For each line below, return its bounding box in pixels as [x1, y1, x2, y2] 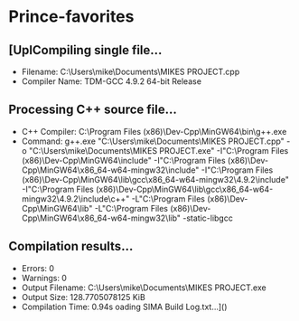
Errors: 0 [21, 262, 55, 273]
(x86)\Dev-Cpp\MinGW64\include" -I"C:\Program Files [21, 155, 227, 165]
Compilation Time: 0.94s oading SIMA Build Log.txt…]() [21, 301, 228, 312]
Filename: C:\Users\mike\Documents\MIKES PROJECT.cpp [21, 66, 240, 77]
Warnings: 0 [21, 272, 67, 283]
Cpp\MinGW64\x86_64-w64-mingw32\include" [21, 165, 200, 175]
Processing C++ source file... [8, 102, 177, 118]
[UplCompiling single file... [8, 42, 163, 58]
